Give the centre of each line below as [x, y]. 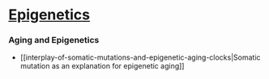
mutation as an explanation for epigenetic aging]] [102, 66]
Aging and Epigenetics [54, 40]
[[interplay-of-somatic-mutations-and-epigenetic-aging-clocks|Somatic [140, 57]
